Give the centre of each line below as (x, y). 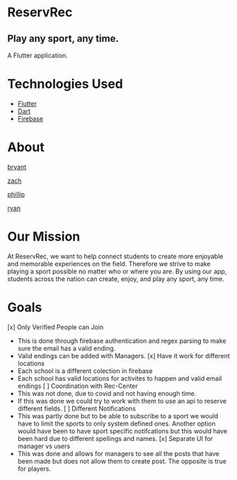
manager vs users (44, 446)
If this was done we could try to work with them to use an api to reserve (122, 401)
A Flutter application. (38, 55)
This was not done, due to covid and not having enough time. (107, 393)
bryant (17, 166)
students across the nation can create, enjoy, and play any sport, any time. (116, 279)
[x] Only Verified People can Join (56, 327)
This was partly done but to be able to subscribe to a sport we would (118, 416)
